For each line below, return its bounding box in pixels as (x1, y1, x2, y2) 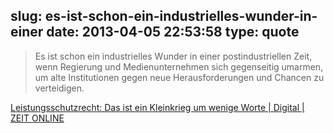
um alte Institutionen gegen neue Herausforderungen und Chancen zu (34, 71, 325, 83)
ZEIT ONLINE (10, 112, 65, 124)
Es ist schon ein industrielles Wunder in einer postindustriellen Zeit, (34, 50, 313, 62)
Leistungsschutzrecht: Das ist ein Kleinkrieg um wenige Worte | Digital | (10, 101, 305, 113)
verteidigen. (34, 82, 85, 94)
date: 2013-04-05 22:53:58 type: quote (46, 24, 300, 41)
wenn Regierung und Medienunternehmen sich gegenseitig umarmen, (34, 60, 324, 73)
